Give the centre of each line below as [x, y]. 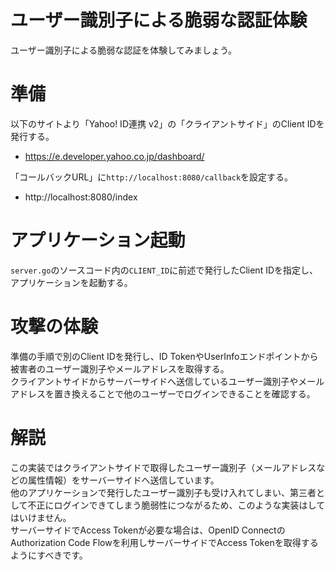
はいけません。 [41, 517]
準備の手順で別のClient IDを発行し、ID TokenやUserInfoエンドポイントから [164, 356]
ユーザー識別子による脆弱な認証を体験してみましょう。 [124, 50]
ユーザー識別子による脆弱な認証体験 [159, 20]
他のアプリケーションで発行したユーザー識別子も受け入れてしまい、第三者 [163, 492]
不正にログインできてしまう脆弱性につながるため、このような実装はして [176, 505]
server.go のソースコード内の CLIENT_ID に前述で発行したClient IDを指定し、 [164, 270]
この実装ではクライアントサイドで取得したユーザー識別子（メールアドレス [163, 467]
